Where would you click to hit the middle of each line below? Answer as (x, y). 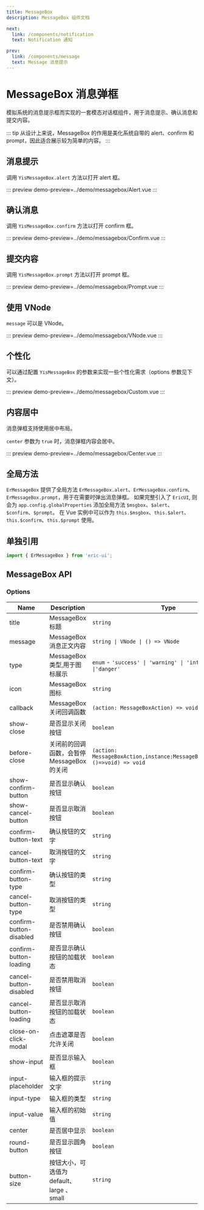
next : (13, 29)
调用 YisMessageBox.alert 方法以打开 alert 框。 (65, 177)
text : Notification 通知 (42, 40)
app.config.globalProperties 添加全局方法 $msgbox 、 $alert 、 (95, 505)
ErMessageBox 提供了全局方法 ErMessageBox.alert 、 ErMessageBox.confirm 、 (100, 490)
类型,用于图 (66, 664)
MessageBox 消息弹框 (62, 94)
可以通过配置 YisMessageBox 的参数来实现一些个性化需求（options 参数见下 (99, 371)
